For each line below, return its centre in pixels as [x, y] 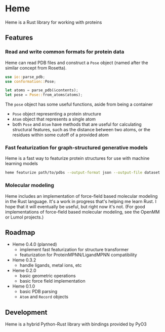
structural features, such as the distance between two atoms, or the [81, 130]
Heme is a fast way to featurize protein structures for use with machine [77, 158]
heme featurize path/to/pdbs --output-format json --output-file [74, 173]
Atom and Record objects [44, 297]
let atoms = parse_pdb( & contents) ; [42, 90]
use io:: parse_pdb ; [25, 77]
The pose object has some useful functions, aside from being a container [79, 105]
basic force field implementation [52, 281]
